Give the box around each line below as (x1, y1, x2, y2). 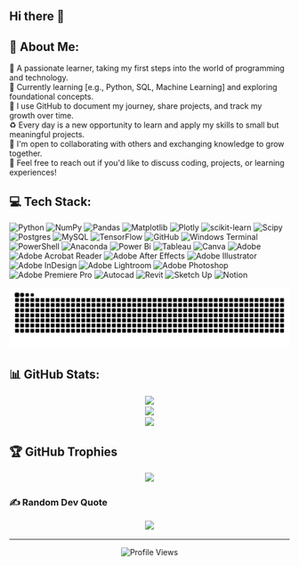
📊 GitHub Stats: (9, 367, 101, 382)
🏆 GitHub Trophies (9, 444, 118, 459)
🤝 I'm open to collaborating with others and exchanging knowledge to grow (9, 139, 285, 150)
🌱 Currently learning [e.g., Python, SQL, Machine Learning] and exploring (9, 82, 278, 93)
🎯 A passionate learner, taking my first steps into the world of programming (9, 63, 285, 74)
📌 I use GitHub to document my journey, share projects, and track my (9, 101, 263, 111)
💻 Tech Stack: (9, 193, 92, 209)
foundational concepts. (9, 91, 94, 103)
